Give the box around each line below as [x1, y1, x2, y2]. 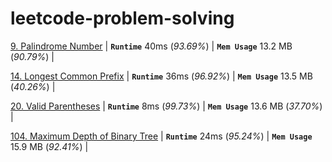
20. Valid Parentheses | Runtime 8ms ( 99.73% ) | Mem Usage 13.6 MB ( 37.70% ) [10, 100, 323, 112]
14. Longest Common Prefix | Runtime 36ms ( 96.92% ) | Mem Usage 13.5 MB [10, 70, 313, 82]
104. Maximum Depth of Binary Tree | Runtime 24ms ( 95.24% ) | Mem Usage [10, 130, 313, 142]
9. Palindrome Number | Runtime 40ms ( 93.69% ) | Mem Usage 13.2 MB [10, 40, 293, 52]
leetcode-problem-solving [10, 7, 235, 30]
